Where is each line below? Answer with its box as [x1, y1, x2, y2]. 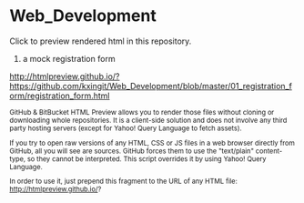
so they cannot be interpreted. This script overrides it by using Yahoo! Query [26, 154, 267, 164]
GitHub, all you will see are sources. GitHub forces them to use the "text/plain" [9, 147, 255, 156]
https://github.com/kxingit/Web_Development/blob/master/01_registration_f [9, 80, 293, 91]
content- [255, 147, 283, 156]
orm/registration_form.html [9, 90, 110, 101]
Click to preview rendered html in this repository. [9, 36, 192, 46]
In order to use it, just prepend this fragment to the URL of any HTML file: [9, 177, 238, 187]
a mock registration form [22, 53, 116, 64]
